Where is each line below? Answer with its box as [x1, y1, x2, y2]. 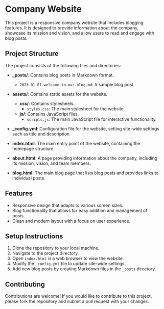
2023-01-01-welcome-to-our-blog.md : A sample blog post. [19, 81, 135, 87]
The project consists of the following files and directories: [5, 62, 121, 68]
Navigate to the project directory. [12, 250, 79, 256]
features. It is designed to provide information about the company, [5, 25, 139, 30]
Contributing [5, 280, 45, 288]
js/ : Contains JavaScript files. [19, 111, 79, 117]
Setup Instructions [5, 232, 63, 240]
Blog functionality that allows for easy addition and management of [12, 207, 148, 213]
